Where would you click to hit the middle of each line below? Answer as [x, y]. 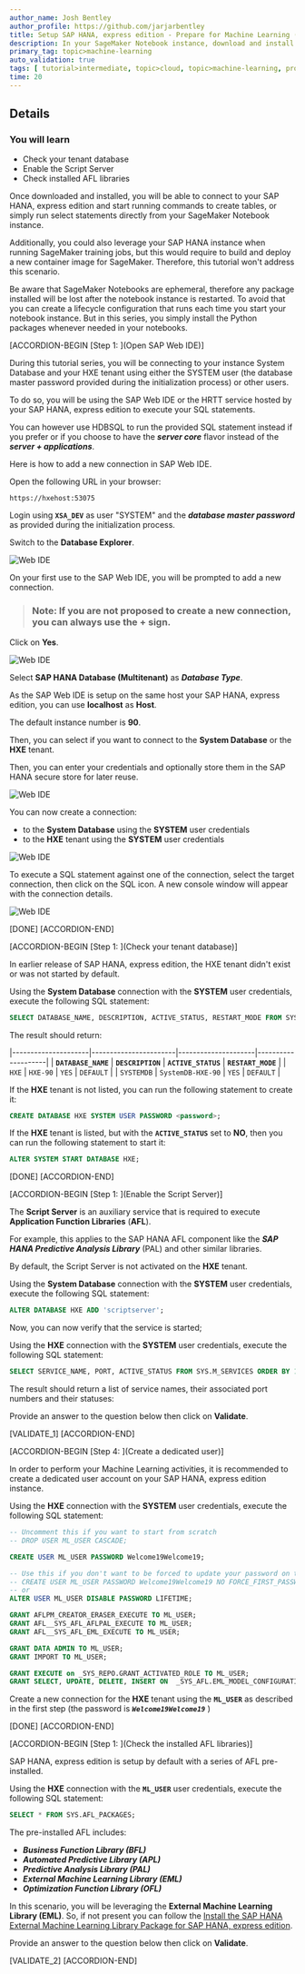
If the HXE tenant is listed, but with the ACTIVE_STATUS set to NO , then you [146, 1133]
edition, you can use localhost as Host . [83, 704]
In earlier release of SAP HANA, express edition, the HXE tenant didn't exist [150, 964]
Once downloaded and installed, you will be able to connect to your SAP [144, 196]
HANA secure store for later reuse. [74, 777]
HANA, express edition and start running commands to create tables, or [143, 206]
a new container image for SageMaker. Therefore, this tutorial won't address [152, 262]
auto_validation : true [52, 60]
